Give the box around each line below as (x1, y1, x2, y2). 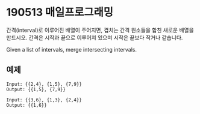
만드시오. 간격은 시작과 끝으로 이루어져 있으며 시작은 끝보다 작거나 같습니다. (6, 34, 183, 41)
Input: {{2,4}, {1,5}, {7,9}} (6, 81, 83, 87)
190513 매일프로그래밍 (6, 5, 113, 19)
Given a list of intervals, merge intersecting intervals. (6, 46, 137, 53)
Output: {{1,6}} (6, 102, 47, 108)
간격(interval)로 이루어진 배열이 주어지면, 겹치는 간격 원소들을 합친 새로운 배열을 (6, 26, 194, 34)
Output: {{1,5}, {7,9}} (6, 86, 66, 92)
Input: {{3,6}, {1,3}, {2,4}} (6, 97, 83, 103)
